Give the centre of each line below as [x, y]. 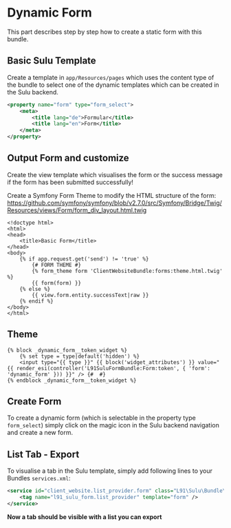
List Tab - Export [43, 454]
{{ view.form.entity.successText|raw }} [90, 295]
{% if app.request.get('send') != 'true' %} [84, 259]
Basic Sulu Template [52, 61]
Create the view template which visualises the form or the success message [115, 174]
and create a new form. [40, 433]
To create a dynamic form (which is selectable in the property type [101, 418]
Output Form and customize [68, 158]
